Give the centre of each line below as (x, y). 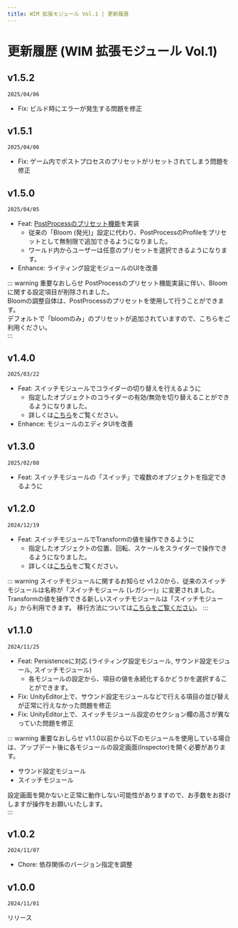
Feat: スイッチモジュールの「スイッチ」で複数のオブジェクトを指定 (116, 477)
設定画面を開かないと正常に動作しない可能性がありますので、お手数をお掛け (119, 795)
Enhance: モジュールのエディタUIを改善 (75, 424)
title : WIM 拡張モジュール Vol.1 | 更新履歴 (68, 14)
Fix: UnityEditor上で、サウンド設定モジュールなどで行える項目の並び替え (124, 696)
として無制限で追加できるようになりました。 (106, 242)
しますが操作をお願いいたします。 (57, 804)
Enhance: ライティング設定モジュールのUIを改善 (88, 268)
